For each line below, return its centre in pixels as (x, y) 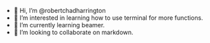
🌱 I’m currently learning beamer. (59, 25)
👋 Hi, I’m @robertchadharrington (60, 11)
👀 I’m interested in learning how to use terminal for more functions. (108, 18)
